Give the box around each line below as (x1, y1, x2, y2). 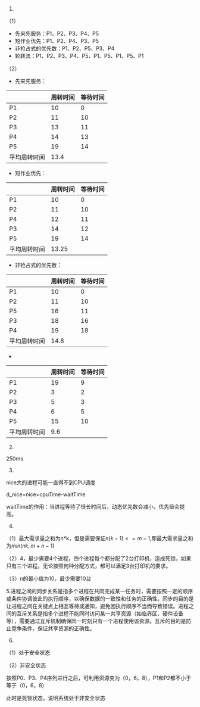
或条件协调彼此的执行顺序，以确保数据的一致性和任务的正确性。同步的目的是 (6, 595, 194, 602)
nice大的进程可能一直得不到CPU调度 (6, 479, 96, 486)
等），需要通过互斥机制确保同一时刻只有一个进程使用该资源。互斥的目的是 (6, 618, 186, 624)
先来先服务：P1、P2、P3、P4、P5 (14, 30, 99, 37)
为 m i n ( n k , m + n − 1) (6, 542, 55, 549)
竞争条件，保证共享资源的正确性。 (11, 625, 95, 632)
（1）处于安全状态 (6, 649, 51, 656)
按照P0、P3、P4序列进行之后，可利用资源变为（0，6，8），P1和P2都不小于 (6, 674, 192, 681)
